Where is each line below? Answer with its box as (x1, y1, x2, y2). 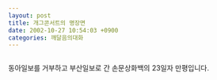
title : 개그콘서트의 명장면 (8, 19, 86, 27)
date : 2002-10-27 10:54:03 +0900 (8, 26, 119, 34)
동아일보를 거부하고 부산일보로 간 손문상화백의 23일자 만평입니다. (8, 63, 210, 73)
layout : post (8, 11, 51, 20)
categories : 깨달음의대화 (8, 33, 84, 42)
